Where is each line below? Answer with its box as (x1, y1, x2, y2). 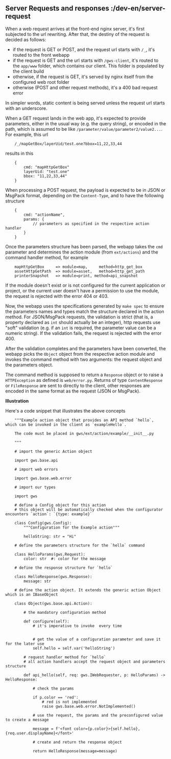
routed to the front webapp (12, 52, 70, 58)
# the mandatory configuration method (23, 610, 106, 615)
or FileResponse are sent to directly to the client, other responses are (5, 382, 150, 388)
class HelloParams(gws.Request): (14, 551, 86, 557)
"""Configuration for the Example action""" (23, 525, 120, 530)
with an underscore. (5, 105, 47, 111)
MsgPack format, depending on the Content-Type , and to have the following (5, 192, 164, 198)
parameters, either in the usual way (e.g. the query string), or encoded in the (5, 120, 166, 127)
